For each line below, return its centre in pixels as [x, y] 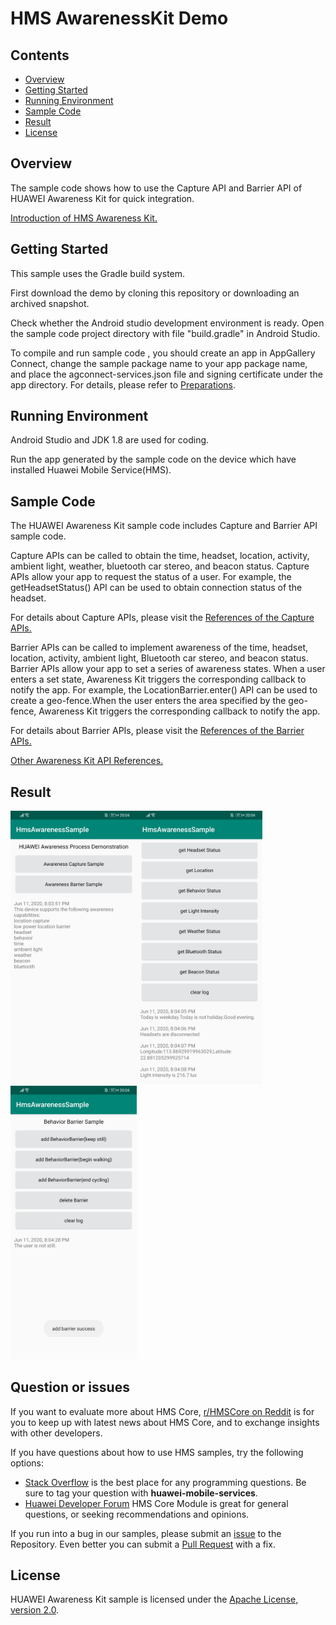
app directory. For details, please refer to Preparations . [123, 384]
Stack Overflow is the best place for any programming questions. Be [165, 1482]
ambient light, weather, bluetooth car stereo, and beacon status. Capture [160, 566]
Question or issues [70, 1387]
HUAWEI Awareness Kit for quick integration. [102, 198]
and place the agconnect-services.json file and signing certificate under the [166, 374]
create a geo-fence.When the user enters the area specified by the [148, 701]
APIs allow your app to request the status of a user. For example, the [151, 577]
